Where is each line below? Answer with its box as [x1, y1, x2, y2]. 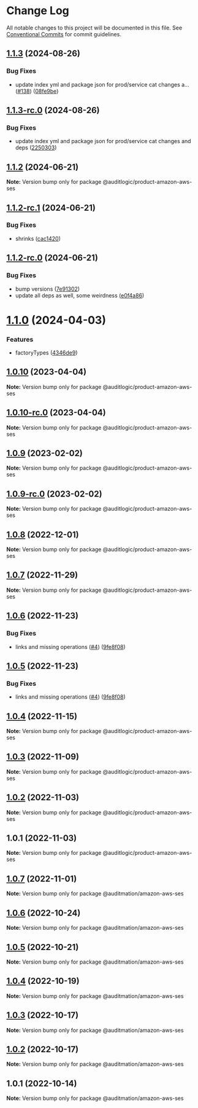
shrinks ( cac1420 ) [15, 235, 61, 242]
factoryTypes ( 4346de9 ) [15, 348, 78, 356]
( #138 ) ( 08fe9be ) [15, 87, 59, 95]
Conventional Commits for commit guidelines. [6, 30, 121, 37]
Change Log [6, 4, 69, 18]
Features [6, 335, 34, 344]
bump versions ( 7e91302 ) [15, 285, 80, 293]
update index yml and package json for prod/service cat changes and [15, 138, 191, 145]
